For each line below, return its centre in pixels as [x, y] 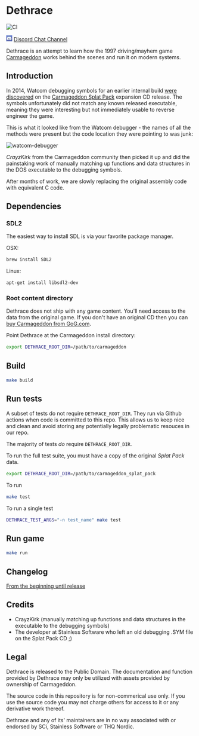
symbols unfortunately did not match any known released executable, [92, 103]
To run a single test [30, 508]
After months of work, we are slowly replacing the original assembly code [97, 181]
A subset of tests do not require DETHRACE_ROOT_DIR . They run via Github [94, 413]
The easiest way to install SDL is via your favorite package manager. [90, 236]
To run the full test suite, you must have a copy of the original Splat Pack [95, 456]
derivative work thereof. [35, 708]
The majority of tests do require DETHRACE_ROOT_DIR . [69, 444]
